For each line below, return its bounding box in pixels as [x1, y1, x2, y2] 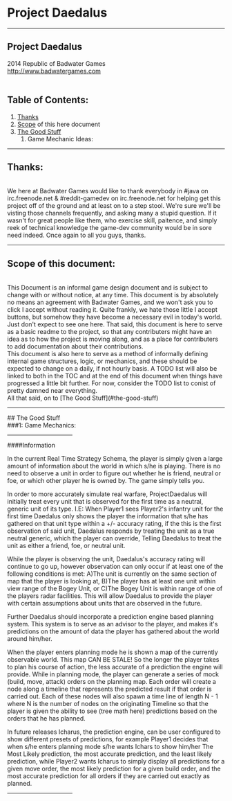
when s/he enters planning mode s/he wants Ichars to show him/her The [7, 743, 214, 751]
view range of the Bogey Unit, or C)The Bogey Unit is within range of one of [7, 584, 223, 593]
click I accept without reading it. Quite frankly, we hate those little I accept [7, 306, 217, 314]
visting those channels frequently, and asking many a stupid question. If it [7, 209, 217, 218]
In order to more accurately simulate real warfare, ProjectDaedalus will [7, 490, 208, 498]
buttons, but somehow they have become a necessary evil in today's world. [7, 313, 222, 322]
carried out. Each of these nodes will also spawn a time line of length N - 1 [7, 692, 219, 701]
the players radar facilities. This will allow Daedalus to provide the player [7, 592, 213, 600]
